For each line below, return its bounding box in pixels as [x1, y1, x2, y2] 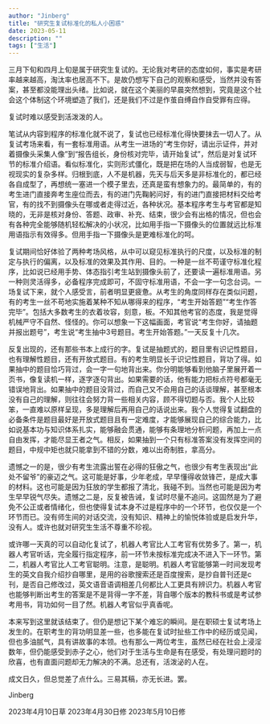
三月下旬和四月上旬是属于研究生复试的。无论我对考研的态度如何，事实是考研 [8, 65, 262, 75]
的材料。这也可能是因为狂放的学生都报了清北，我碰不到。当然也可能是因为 [8, 482, 255, 492]
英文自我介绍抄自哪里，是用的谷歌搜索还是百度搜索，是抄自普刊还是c [22, 570, 252, 579]
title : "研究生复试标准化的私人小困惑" [8, 19, 125, 27]
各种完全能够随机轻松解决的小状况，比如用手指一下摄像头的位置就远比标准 [14, 220, 262, 229]
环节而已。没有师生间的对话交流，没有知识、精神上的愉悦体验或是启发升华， [8, 512, 262, 522]
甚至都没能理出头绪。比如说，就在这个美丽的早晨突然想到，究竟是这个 [22, 85, 255, 95]
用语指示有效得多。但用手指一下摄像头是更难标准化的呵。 [8, 230, 198, 240]
